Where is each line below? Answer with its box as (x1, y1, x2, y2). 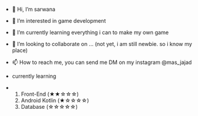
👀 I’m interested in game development (11, 17, 107, 24)
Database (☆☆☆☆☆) (20, 103, 78, 110)
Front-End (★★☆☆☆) (20, 90, 79, 97)
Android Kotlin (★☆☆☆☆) (20, 97, 89, 104)
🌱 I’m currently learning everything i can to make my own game (11, 29, 169, 36)
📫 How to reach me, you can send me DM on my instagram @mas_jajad (11, 59, 192, 66)
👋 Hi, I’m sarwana (11, 6, 56, 13)
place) (11, 47, 28, 54)
